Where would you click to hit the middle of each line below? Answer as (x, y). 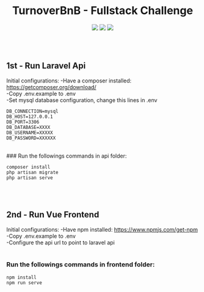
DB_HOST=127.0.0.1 (30, 117)
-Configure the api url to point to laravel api (60, 243)
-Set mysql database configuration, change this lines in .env (82, 100)
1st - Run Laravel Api (46, 66)
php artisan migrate (33, 172)
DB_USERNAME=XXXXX (30, 133)
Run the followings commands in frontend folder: (81, 265)
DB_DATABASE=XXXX (28, 127)
